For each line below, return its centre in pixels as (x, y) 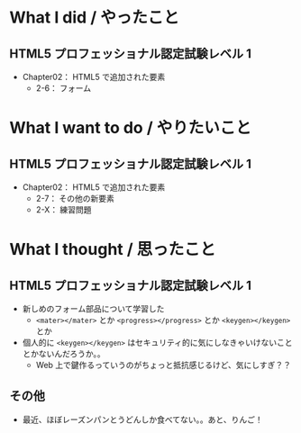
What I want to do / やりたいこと (131, 128)
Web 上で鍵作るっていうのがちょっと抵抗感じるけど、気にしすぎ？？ (163, 365)
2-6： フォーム (64, 88)
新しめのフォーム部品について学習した (93, 309)
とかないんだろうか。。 (64, 354)
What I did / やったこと (95, 18)
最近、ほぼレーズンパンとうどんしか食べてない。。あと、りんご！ (142, 419)
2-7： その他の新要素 (75, 198)
